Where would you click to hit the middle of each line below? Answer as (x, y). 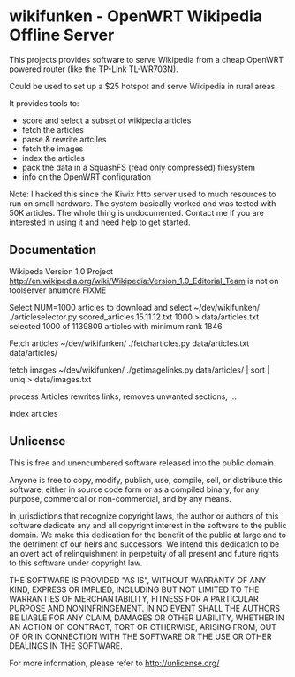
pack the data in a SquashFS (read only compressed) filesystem (139, 167)
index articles (34, 413)
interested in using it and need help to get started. (100, 222)
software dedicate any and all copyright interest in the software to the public (148, 525)
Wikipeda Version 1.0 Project (61, 271)
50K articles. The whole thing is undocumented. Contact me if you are (137, 212)
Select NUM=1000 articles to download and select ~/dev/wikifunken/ (135, 307)
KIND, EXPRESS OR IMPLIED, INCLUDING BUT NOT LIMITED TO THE (134, 589)
